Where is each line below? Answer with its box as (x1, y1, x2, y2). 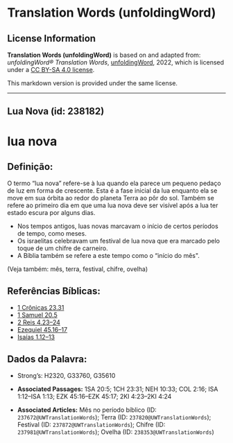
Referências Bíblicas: (7, 285, 101, 297)
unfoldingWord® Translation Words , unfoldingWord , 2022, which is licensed (7, 58, 224, 67)
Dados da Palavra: (7, 353, 87, 365)
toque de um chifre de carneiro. (17, 244, 109, 252)
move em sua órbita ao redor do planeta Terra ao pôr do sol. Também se (7, 194, 215, 202)
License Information (7, 33, 96, 44)
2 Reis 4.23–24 (17, 318, 61, 327)
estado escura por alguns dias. (7, 209, 96, 217)
